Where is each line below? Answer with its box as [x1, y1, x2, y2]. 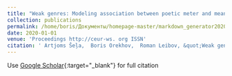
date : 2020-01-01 [7, 29, 57, 37]
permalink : [7, 23, 39, 30]
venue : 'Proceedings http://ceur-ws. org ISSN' [7, 36, 147, 43]
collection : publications [7, 17, 81, 23]
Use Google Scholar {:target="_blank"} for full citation [7, 61, 159, 69]
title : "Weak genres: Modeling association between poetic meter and [7, 10, 212, 17]
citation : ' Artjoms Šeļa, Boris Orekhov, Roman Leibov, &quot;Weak [7, 42, 215, 49]
